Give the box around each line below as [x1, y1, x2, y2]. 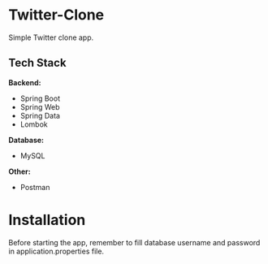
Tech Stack [8, 56, 67, 70]
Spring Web [19, 102, 60, 111]
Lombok [19, 119, 49, 129]
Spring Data [19, 110, 61, 120]
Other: [8, 167, 31, 176]
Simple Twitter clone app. [8, 32, 94, 42]
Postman [19, 182, 50, 192]
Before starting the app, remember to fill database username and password [8, 237, 261, 247]
